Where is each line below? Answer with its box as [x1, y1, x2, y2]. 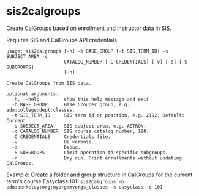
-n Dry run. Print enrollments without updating [12, 154, 182, 161]
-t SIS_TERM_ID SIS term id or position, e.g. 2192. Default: [12, 112, 185, 118]
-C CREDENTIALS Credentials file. [12, 133, 111, 140]
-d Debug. [12, 144, 81, 150]
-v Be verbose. [12, 139, 95, 145]
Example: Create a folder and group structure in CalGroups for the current [6, 171, 193, 178]
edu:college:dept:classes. [6, 107, 75, 113]
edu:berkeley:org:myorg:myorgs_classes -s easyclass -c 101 [6, 184, 163, 190]
